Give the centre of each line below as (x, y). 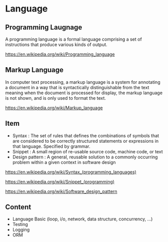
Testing (20, 224)
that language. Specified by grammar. (51, 146)
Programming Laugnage (44, 27)
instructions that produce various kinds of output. (56, 45)
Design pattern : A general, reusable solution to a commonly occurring (85, 157)
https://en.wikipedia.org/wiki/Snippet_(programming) (60, 181)
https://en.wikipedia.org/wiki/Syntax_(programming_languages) (71, 172)
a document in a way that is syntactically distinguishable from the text (77, 87)
